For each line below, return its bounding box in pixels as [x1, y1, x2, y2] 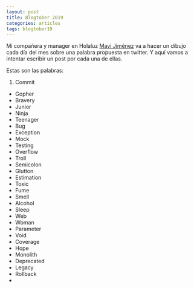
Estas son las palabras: [6, 67, 64, 74]
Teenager [15, 116, 39, 123]
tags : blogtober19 [6, 25, 53, 32]
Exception [15, 129, 40, 136]
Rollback [15, 270, 37, 278]
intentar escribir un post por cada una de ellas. [6, 55, 123, 62]
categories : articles [6, 20, 61, 26]
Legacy [15, 264, 34, 271]
